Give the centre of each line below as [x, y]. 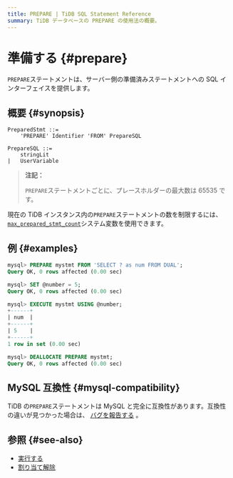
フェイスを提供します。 [60, 88]
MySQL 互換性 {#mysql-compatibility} [94, 388]
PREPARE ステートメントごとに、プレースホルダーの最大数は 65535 [121, 191]
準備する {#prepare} [68, 58]
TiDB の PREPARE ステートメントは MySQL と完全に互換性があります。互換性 [117, 406]
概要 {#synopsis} [46, 113]
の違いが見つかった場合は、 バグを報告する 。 [75, 415]
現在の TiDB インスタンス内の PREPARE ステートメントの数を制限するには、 [115, 214]
